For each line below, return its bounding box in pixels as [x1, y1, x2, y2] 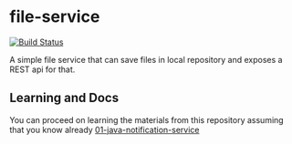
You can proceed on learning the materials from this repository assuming [9, 114, 285, 125]
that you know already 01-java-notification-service [9, 124, 200, 135]
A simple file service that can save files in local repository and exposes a [9, 54, 283, 65]
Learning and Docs [9, 90, 120, 106]
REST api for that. [9, 64, 76, 75]
